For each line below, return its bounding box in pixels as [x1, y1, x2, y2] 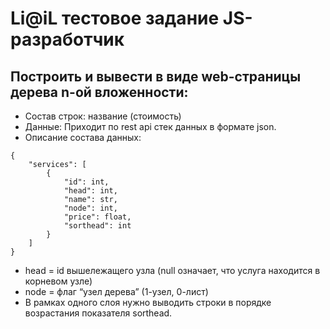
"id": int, [63, 177, 110, 187]
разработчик [10, 28, 125, 51]
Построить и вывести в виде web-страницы [10, 68, 302, 85]
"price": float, [63, 212, 132, 222]
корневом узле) [24, 275, 93, 287]
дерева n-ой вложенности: [10, 83, 189, 101]
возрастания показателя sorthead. [24, 307, 173, 319]
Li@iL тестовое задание [10, 7, 220, 30]
